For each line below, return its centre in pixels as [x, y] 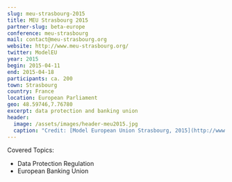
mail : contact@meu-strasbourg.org [57, 40]
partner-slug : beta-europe [46, 26]
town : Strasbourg [32, 85]
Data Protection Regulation [56, 164]
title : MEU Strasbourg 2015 [48, 20]
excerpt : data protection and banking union [73, 111]
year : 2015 [23, 59]
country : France [31, 91]
